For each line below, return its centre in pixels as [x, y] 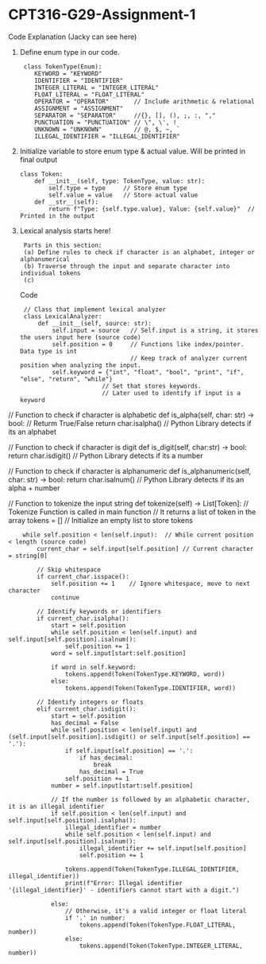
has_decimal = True [112, 771]
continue [65, 597]
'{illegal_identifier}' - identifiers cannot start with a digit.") [124, 890]
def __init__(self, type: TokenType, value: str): [120, 181]
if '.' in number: [95, 918]
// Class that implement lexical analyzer [95, 309]
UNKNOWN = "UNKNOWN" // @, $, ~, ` [107, 129]
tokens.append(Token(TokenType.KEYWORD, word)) [145, 674]
